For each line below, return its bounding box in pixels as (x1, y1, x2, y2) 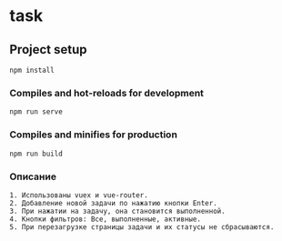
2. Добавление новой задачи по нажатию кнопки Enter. (9, 198, 218, 207)
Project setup (9, 42, 88, 57)
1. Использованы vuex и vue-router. (9, 190, 148, 200)
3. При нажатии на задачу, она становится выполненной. (9, 206, 226, 216)
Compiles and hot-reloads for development (9, 86, 205, 99)
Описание (9, 170, 57, 183)
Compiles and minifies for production (9, 128, 177, 141)
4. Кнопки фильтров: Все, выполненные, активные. (9, 215, 202, 224)
